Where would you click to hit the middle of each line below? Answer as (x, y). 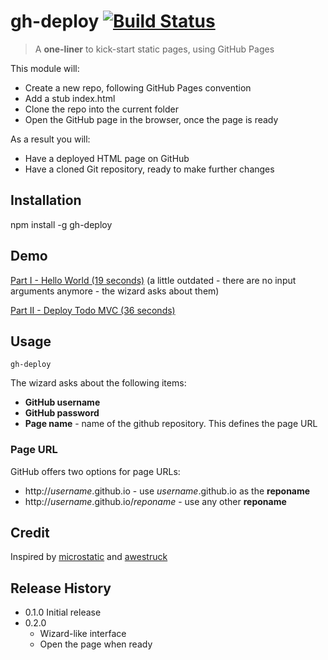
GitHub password (62, 413)
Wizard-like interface (83, 634)
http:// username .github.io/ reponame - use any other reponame (155, 501)
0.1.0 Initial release (63, 612)
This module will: (45, 68)
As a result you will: (50, 139)
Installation (46, 200)
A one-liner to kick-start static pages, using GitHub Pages (154, 49)
